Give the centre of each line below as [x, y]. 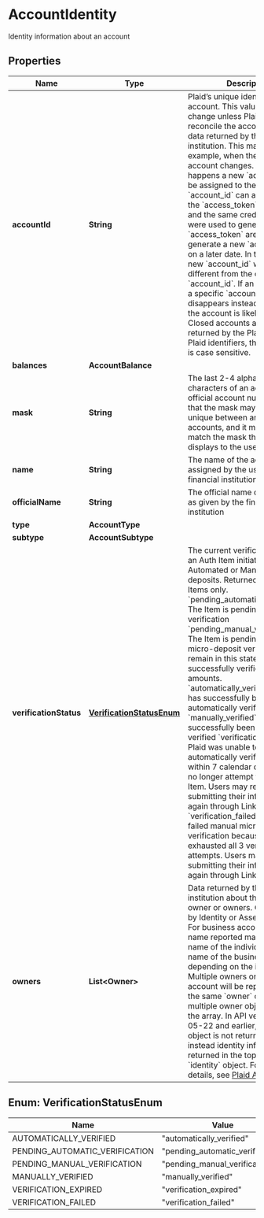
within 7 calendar [220, 767]
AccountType [114, 524]
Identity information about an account [69, 36]
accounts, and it [217, 427]
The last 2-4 [211, 378]
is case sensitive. [219, 352]
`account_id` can [218, 194]
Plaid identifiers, [217, 342]
